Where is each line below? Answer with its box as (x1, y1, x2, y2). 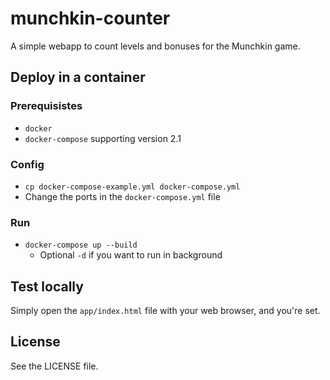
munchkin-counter (10, 7, 171, 30)
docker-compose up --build (24, 240, 138, 251)
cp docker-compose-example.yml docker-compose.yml (24, 182, 241, 192)
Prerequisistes (10, 99, 83, 113)
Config (10, 157, 45, 171)
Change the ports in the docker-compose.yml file (24, 190, 221, 202)
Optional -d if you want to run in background (39, 249, 223, 261)
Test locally (10, 278, 84, 295)
